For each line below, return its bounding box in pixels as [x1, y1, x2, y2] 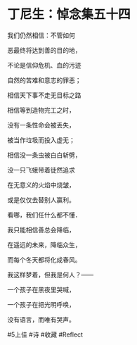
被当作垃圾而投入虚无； [7, 135, 75, 144]
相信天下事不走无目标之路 [7, 91, 81, 99]
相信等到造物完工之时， [7, 106, 75, 114]
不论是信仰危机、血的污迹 [7, 61, 81, 69]
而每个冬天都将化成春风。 [7, 255, 81, 264]
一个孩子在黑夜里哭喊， [7, 285, 75, 294]
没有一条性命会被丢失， [7, 120, 75, 129]
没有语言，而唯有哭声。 [7, 315, 75, 324]
